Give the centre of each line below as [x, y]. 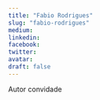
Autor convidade [35, 89]
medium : [21, 30]
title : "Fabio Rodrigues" [50, 15]
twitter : [22, 52]
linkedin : [24, 37]
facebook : [24, 45]
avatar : [21, 60]
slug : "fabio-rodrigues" [49, 23]
